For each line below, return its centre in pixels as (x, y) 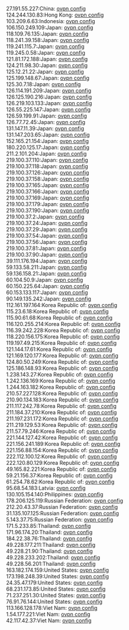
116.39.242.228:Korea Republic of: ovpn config (63, 330)
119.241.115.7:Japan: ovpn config (45, 46)
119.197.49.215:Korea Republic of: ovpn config (62, 343)
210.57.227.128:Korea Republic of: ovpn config (62, 393)
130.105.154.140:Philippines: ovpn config (55, 494)
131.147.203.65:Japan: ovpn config (48, 135)
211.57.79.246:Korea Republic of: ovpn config (61, 431)
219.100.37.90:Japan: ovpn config (47, 254)
